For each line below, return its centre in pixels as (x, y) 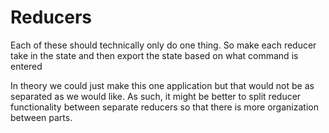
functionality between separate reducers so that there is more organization (164, 107)
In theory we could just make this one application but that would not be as (162, 85)
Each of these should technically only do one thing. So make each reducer (163, 45)
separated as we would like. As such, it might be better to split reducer (156, 96)
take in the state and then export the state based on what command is (154, 55)
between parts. (41, 117)
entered (26, 66)
